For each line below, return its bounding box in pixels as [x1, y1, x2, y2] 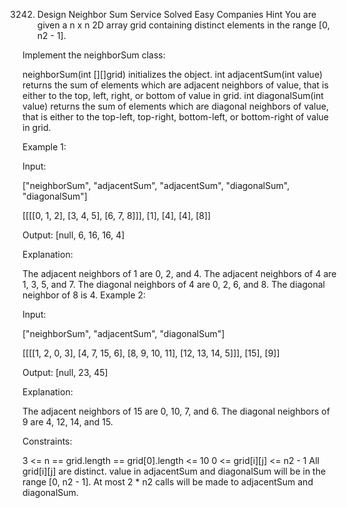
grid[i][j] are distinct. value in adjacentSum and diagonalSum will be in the [22, 465, 327, 477]
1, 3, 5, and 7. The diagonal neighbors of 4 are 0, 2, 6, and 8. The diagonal [22, 279, 325, 290]
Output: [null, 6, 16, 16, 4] [22, 229, 125, 241]
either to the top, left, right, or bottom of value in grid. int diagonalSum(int [22, 90, 324, 101]
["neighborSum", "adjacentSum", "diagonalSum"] [22, 328, 225, 339]
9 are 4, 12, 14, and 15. [22, 416, 114, 428]
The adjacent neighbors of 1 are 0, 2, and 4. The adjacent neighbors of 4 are [22, 268, 337, 279]
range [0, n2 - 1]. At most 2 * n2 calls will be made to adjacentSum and [22, 476, 314, 488]
